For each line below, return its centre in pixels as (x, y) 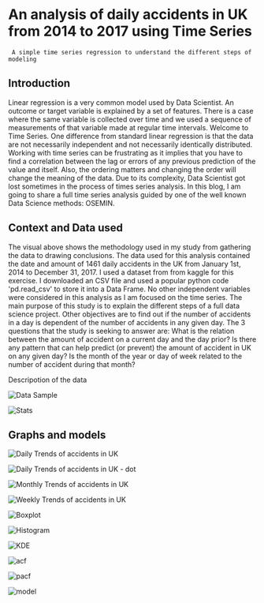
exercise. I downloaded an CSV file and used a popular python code (119, 280)
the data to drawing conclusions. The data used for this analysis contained (129, 255)
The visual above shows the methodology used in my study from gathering (130, 247)
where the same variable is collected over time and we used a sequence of (130, 119)
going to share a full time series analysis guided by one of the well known (127, 194)
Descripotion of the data (48, 380)
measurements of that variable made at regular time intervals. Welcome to (128, 127)
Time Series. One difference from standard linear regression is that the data (131, 136)
